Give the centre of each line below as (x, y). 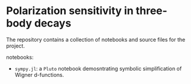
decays (53, 23)
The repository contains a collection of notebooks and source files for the (96, 39)
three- (151, 11)
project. (16, 46)
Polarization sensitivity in (70, 11)
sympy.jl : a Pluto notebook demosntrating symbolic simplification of (98, 68)
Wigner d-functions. (39, 75)
